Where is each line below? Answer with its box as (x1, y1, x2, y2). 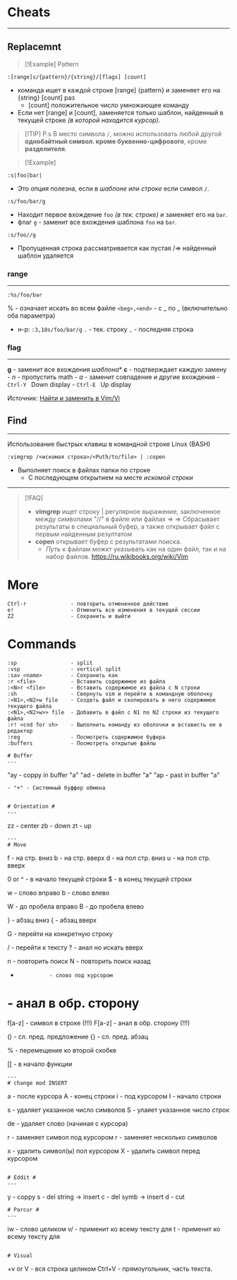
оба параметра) (7, 311, 56, 320)
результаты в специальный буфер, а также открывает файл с (35, 522, 220, 531)
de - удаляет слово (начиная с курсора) (7, 1119, 128, 1128)
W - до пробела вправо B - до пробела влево (7, 902, 145, 911)
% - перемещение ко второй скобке (7, 1046, 117, 1054)
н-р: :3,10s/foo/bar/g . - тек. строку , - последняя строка (17, 325, 194, 334)
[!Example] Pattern (24, 59, 79, 68)
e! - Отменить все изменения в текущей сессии (7, 606, 200, 614)
